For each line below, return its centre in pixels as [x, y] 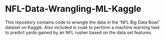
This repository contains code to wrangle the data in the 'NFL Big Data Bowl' [82, 22]
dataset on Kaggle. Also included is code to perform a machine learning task [82, 27]
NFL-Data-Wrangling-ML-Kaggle [73, 9]
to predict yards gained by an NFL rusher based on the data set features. [79, 32]
